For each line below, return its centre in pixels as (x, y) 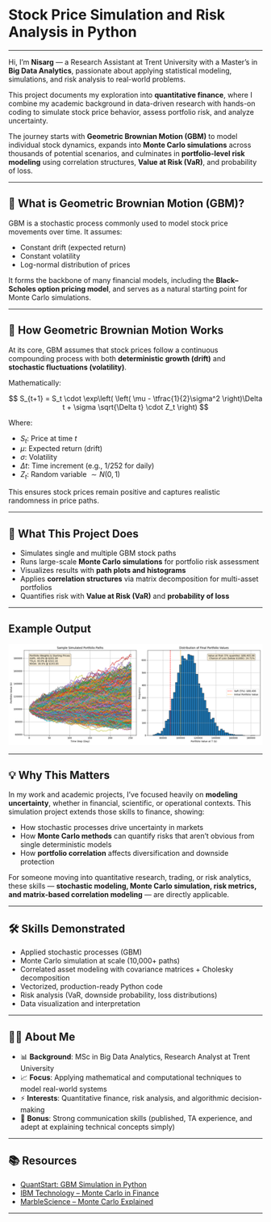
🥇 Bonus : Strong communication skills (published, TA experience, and (136, 1119)
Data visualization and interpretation (80, 1004)
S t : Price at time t (48, 439)
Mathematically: (35, 382)
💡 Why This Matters (59, 775)
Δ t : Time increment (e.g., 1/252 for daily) (87, 466)
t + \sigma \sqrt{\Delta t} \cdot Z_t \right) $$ (135, 407)
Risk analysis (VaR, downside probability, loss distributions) (119, 995)
